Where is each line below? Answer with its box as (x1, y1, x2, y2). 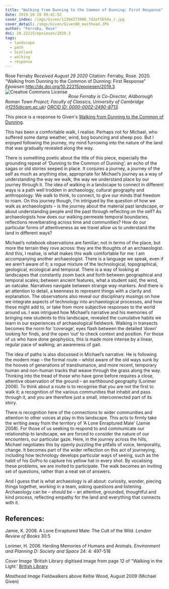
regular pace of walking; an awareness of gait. (5, 342, 102, 348)
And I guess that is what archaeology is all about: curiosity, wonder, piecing (5, 478, 162, 485)
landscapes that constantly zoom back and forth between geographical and (5, 272, 162, 278)
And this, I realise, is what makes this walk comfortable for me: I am (5, 250, 145, 256)
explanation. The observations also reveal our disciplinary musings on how (5, 293, 160, 299)
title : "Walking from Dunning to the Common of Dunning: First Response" (5, 7, 163, 13)
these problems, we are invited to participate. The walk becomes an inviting (5, 463, 162, 469)
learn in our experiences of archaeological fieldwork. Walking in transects (5, 320, 158, 326)
